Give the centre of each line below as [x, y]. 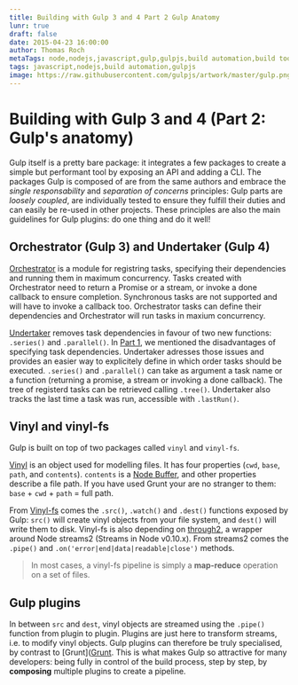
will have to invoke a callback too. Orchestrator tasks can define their [135, 306]
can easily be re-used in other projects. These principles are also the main [145, 209]
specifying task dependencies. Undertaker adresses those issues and [137, 351]
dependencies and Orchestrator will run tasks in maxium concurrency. [137, 315]
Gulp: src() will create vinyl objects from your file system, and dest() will [143, 520]
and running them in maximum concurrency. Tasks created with [125, 278]
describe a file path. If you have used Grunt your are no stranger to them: [143, 484]
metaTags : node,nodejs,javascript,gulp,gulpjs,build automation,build [142, 59]
